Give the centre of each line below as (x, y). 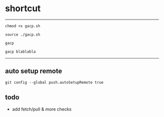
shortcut (23, 9)
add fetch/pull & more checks (42, 109)
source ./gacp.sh (23, 35)
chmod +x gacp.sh (23, 26)
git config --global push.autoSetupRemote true (54, 82)
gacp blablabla (20, 52)
